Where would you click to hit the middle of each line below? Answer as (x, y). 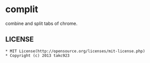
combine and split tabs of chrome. (41, 23)
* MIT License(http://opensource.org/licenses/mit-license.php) (75, 51)
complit (22, 9)
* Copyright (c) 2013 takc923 (38, 55)
